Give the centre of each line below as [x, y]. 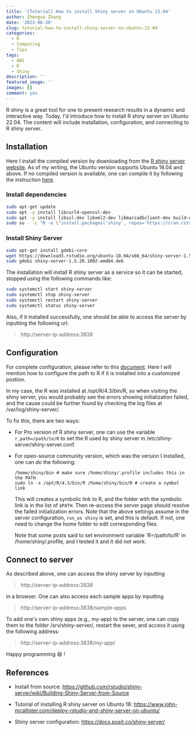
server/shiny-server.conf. [45, 444]
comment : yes [22, 93]
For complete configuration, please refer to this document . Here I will [89, 367]
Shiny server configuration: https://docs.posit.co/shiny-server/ [90, 722]
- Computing [26, 44]
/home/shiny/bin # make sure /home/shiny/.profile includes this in [99, 473]
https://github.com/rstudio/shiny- [102, 687]
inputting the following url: [37, 323]
